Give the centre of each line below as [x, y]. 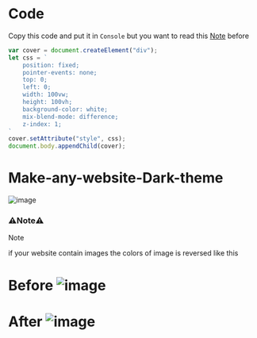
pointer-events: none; [60, 72]
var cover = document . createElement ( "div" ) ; [83, 50]
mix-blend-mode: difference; [71, 117]
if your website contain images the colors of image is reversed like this [123, 253]
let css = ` [28, 58]
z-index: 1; [42, 124]
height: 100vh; [48, 102]
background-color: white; [65, 109]
